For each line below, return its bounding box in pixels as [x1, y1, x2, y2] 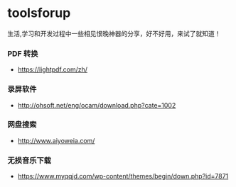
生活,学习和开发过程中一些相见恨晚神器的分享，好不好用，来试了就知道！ [7, 29, 222, 38]
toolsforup [7, 5, 71, 21]
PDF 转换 [7, 48, 38, 58]
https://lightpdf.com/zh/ [17, 65, 87, 74]
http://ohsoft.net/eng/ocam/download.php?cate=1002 [17, 101, 176, 109]
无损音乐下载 [7, 155, 52, 165]
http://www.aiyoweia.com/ [17, 136, 95, 144]
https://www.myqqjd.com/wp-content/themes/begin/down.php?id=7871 [17, 172, 229, 181]
